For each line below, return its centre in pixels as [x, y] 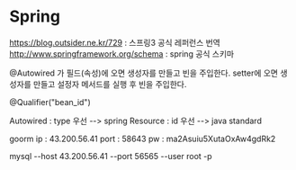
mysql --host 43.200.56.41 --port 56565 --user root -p [111, 156]
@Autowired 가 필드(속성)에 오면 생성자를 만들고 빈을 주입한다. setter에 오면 [144, 73]
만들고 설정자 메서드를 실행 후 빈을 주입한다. [110, 84]
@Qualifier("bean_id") [50, 102]
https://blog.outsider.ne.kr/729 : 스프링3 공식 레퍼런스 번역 [115, 42]
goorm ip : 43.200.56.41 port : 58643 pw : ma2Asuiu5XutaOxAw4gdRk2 [143, 139]
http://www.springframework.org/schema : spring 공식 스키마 [122, 54]
